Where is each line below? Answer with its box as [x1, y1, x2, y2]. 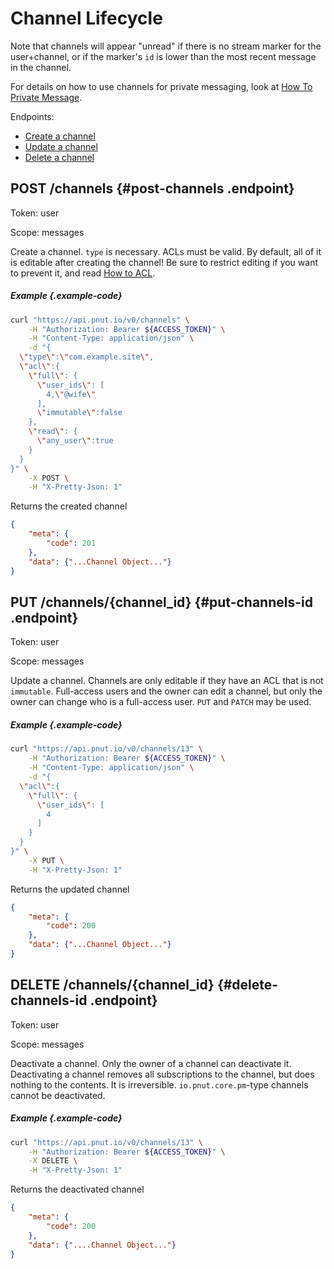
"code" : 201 [46, 538, 97, 549]
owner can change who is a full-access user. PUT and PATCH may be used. [10, 696, 312, 708]
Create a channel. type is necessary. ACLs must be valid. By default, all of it [10, 245, 322, 257]
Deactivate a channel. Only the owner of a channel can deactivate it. [10, 1057, 292, 1069]
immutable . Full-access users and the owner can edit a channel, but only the [10, 685, 323, 697]
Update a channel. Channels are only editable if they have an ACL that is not [10, 675, 324, 687]
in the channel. [10, 61, 72, 73]
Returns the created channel [10, 500, 128, 512]
